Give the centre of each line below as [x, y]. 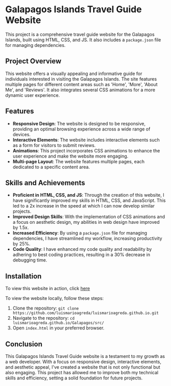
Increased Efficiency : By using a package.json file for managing [80, 233]
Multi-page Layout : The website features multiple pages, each [79, 161]
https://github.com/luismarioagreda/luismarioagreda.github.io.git [85, 313]
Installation [23, 276]
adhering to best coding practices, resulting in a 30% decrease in [81, 255]
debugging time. [30, 260]
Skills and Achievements [45, 183]
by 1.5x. [21, 227]
